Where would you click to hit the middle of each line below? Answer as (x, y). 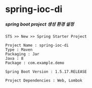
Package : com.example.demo (35, 63)
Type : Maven (19, 50)
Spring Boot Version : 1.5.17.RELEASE (46, 72)
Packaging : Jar (22, 54)
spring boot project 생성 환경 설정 (40, 24)
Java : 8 (14, 59)
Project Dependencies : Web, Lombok (44, 81)
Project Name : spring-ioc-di (37, 46)
